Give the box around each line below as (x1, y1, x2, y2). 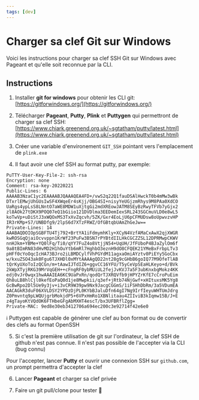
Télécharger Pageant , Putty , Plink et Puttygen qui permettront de (14, 112, 179, 119)
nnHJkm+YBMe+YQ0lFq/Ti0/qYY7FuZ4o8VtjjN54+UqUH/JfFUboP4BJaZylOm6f (6, 240, 179, 246)
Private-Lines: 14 (6, 225, 52, 231)
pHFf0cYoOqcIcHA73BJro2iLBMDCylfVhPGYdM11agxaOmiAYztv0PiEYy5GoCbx (6, 251, 179, 257)
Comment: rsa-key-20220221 (6, 183, 74, 189)
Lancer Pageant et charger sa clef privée (14, 375, 117, 383)
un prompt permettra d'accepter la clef (6, 363, 102, 371)
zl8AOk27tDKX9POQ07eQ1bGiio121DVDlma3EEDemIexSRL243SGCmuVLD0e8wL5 (6, 209, 179, 215)
